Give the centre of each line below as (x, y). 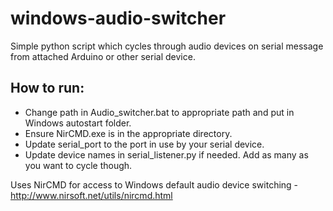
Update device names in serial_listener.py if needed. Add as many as (166, 154)
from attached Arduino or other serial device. (103, 56)
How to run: (47, 88)
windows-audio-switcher (118, 18)
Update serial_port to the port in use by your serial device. (144, 144)
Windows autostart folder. (78, 123)
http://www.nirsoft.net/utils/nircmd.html (91, 195)
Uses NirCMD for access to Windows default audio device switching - (154, 184)
